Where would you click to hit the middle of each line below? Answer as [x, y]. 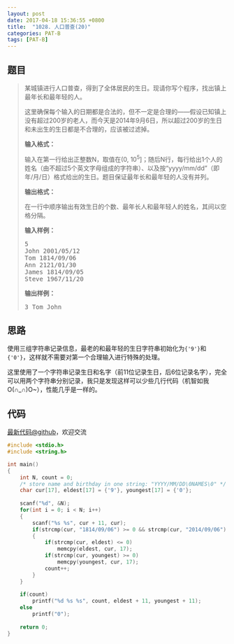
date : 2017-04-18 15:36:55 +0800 [56, 20]
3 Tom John [43, 307]
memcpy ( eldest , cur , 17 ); [95, 549]
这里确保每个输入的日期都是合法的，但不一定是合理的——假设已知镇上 [125, 111]
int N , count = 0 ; [46, 477]
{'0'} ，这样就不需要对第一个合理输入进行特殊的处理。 [86, 357]
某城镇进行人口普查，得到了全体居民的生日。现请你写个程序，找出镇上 [125, 87]
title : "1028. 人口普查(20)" [49, 27]
